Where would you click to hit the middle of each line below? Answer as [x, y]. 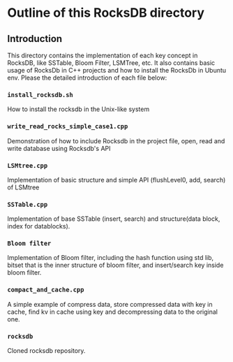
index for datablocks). [39, 226]
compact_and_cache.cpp [46, 290]
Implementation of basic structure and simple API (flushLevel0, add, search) [116, 180]
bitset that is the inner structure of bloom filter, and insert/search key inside [115, 265]
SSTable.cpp [28, 204]
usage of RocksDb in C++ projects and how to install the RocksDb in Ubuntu [117, 70]
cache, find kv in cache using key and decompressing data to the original [113, 312]
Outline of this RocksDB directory [106, 13]
